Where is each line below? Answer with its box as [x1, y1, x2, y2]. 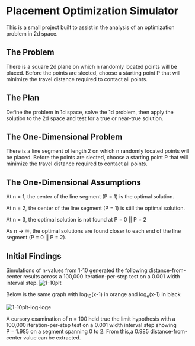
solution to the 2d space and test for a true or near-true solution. [6, 114, 164, 122]
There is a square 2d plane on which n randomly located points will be [6, 63, 178, 70]
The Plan [6, 93, 40, 103]
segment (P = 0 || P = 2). [6, 234, 67, 241]
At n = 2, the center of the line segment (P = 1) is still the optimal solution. [6, 204, 186, 212]
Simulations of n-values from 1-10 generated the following [6, 267, 148, 274]
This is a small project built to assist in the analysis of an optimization [6, 24, 175, 31]
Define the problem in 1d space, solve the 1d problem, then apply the [6, 108, 174, 116]
